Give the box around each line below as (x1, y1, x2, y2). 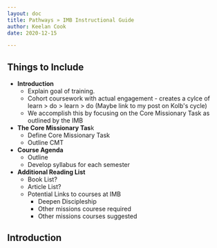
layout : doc (7, 10, 41, 17)
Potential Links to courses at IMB (27, 190, 122, 198)
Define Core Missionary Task (27, 131, 111, 139)
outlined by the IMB (27, 116, 84, 125)
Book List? (27, 175, 57, 184)
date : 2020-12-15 (7, 29, 57, 37)
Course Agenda (17, 146, 64, 154)
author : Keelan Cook (7, 23, 67, 30)
